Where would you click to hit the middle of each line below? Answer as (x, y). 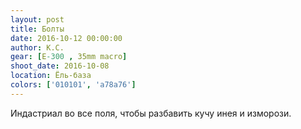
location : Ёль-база (51, 76)
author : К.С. (37, 47)
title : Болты (37, 29)
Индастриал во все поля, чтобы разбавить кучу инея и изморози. (151, 113)
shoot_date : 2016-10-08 (60, 66)
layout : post (37, 19)
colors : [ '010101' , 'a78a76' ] (73, 85)
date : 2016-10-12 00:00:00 (66, 38)
